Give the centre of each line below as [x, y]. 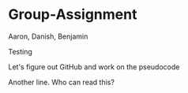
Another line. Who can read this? [61, 82]
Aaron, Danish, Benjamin [48, 36]
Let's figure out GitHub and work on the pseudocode [94, 67]
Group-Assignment [73, 15]
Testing [21, 51]
